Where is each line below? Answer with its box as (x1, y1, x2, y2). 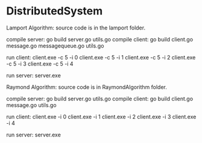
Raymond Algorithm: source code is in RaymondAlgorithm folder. (6, 83, 167, 91)
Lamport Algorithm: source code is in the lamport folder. (6, 24, 146, 31)
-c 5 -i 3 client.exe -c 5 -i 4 (6, 60, 74, 67)
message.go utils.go (6, 101, 57, 109)
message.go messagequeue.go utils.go (6, 42, 104, 49)
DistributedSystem (6, 4, 103, 18)
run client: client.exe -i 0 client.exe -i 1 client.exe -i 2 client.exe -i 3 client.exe (6, 113, 197, 120)
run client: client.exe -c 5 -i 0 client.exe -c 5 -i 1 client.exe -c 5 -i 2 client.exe (6, 53, 196, 61)
